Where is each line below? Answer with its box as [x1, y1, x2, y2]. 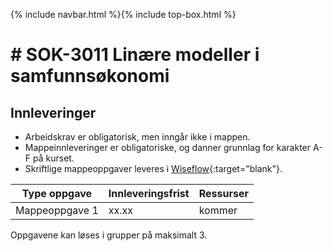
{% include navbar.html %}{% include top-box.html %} [10, 9, 237, 20]
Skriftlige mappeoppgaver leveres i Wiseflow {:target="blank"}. [24, 163, 283, 174]
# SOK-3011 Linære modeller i [10, 44, 260, 66]
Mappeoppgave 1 [15, 204, 99, 217]
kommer [198, 204, 238, 217]
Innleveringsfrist [108, 187, 190, 200]
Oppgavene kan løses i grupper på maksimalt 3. [10, 229, 208, 241]
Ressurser [198, 187, 249, 200]
